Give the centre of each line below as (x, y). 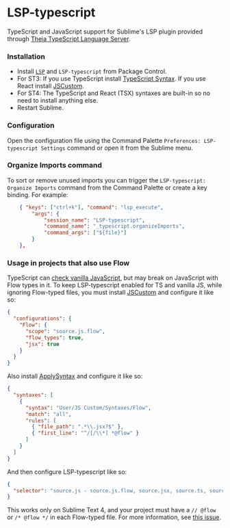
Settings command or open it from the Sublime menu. (117, 148)
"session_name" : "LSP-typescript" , (94, 220)
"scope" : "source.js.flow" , (65, 331)
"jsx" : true (42, 344)
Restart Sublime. (40, 108)
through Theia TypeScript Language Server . (69, 38)
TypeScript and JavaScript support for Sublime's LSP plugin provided (105, 31)
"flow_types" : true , (54, 338)
